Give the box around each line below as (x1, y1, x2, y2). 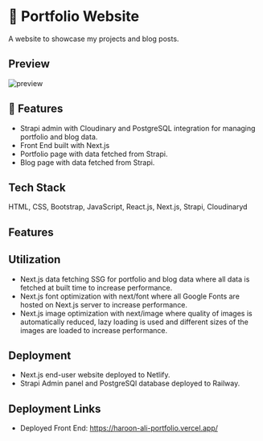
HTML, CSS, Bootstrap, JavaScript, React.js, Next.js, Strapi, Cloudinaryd (8, 202, 248, 212)
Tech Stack (8, 180, 66, 194)
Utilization (8, 253, 61, 266)
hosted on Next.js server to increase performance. (19, 299, 187, 309)
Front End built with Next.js (19, 140, 110, 150)
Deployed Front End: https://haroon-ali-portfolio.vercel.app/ (19, 423, 219, 433)
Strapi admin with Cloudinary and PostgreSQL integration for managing (19, 123, 256, 133)
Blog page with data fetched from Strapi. (19, 157, 155, 167)
